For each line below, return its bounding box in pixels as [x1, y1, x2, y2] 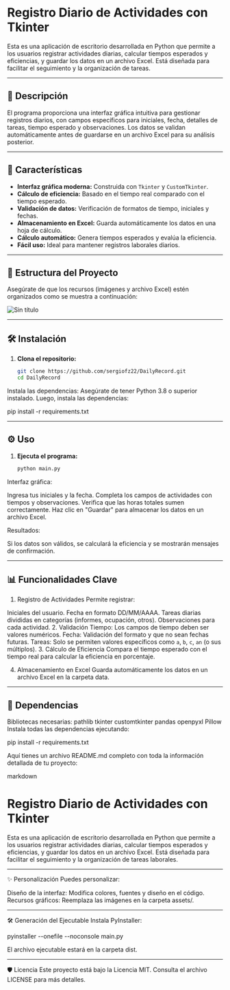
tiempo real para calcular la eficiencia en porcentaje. [7, 652, 155, 660]
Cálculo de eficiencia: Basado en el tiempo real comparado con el [16, 189, 205, 198]
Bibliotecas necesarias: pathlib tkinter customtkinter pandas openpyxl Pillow [7, 717, 222, 726]
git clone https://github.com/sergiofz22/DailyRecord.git [16, 368, 186, 375]
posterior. [7, 137, 34, 146]
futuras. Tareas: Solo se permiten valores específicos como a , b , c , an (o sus [7, 638, 221, 646]
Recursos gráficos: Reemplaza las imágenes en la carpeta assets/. [7, 896, 194, 904]
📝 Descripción [7, 91, 68, 102]
